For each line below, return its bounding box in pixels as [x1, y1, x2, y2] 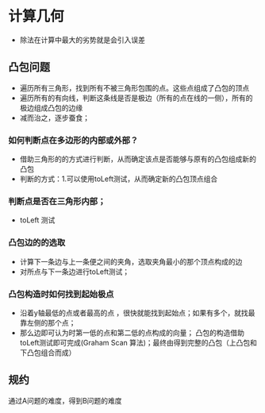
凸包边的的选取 [8, 237, 66, 249]
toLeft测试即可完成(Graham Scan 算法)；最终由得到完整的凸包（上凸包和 [19, 338, 258, 347]
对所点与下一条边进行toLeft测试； [19, 267, 129, 276]
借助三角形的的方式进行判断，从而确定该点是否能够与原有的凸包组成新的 [19, 154, 256, 164]
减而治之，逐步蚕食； [19, 113, 90, 122]
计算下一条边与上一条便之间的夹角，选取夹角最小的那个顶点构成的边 [19, 257, 243, 266]
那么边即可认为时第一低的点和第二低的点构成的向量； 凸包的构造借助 [19, 327, 244, 338]
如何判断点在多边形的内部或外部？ [8, 134, 139, 145]
